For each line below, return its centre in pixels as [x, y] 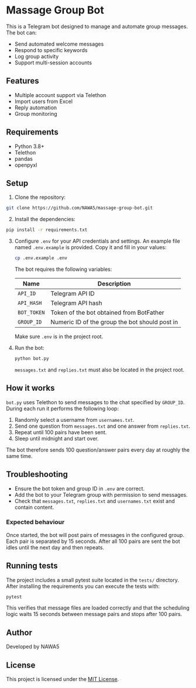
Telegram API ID [73, 293]
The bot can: [21, 32]
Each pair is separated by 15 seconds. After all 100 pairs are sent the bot [93, 541]
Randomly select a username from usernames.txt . [74, 419]
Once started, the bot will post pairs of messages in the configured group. [95, 535]
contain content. [34, 507]
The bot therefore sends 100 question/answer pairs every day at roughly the [98, 450]
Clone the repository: [40, 197]
